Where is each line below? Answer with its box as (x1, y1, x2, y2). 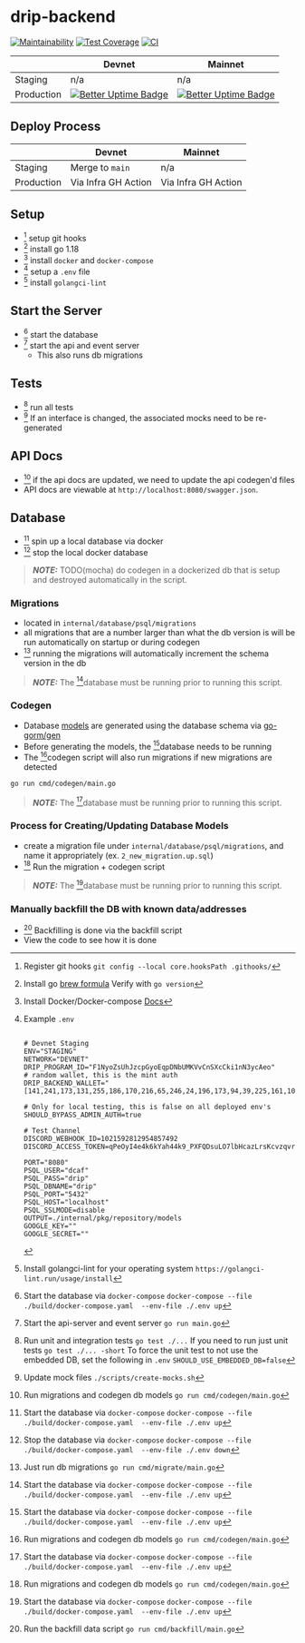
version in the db (23, 657, 87, 668)
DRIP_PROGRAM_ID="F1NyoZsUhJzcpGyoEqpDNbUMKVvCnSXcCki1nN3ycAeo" (23, 1063, 275, 1072)
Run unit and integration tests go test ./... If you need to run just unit (23, 1335, 289, 1345)
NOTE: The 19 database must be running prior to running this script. (32, 879, 283, 891)
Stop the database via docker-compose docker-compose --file (23, 1434, 252, 1445)
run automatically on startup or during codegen (23, 636, 200, 647)
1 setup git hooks (23, 231, 87, 243)
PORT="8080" (23, 1158, 69, 1167)
